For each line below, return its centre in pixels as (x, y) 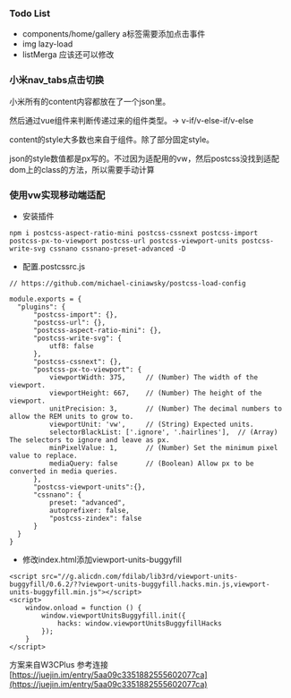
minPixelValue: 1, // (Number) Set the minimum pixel (163, 447)
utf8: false (71, 346)
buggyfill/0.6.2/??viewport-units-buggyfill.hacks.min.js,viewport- (140, 584)
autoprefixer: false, (89, 510)
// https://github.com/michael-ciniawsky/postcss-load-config (128, 283)
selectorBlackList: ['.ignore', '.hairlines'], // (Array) (163, 432)
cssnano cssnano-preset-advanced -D (117, 249)
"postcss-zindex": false (95, 518)
